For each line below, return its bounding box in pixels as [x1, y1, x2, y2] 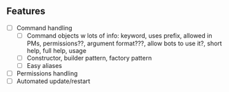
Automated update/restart [16, 77, 90, 85]
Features [6, 5, 46, 17]
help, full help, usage [26, 46, 87, 54]
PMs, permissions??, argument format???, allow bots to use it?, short [26, 39, 222, 47]
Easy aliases [26, 62, 63, 69]
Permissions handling [16, 69, 78, 78]
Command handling [16, 23, 73, 32]
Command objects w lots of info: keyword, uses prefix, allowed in [26, 31, 212, 40]
